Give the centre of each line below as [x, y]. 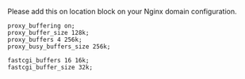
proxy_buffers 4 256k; [45, 39]
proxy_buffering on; [42, 26]
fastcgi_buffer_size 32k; [50, 67]
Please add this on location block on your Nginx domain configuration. [122, 11]
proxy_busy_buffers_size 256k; [59, 47]
